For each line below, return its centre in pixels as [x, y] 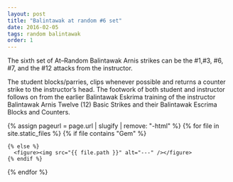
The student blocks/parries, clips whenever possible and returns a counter [116, 82]
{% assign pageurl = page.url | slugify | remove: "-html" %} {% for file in [113, 126]
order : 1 [20, 41]
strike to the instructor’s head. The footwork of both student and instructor [116, 90]
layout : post [27, 14]
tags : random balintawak [44, 34]
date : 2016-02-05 [33, 27]
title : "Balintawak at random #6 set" [65, 21]
